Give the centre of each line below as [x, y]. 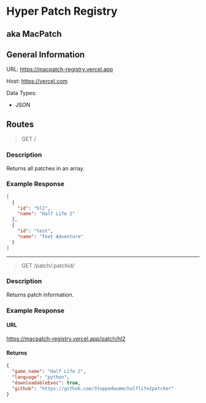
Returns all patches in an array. [45, 168]
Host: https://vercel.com [37, 81]
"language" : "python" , [41, 377]
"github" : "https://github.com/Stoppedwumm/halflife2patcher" [93, 388]
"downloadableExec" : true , [46, 383]
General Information [46, 54]
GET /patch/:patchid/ [48, 265]
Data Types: [21, 93]
